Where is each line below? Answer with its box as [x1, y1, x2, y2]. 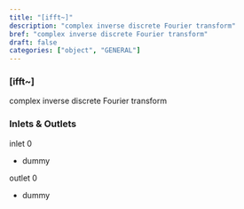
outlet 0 [9, 173, 38, 183]
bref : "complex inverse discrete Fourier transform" [9, 29, 209, 38]
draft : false [9, 37, 58, 47]
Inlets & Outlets [9, 117, 77, 130]
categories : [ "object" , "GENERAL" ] [9, 46, 141, 55]
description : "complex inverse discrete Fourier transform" [9, 21, 237, 30]
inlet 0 [9, 138, 33, 149]
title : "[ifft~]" [9, 12, 74, 22]
